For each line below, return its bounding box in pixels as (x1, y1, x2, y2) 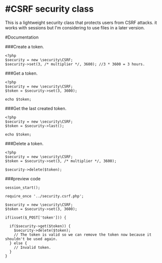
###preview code (5, 175, 40, 181)
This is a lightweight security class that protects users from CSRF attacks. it (5, 20, 157, 25)
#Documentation (5, 34, 39, 40)
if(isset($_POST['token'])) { (5, 215, 67, 220)
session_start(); (5, 185, 40, 190)
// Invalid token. (14, 245, 51, 250)
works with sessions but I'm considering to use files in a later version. (5, 24, 145, 30)
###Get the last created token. (5, 105, 67, 111)
